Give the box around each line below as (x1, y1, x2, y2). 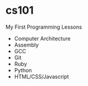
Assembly (14, 41, 39, 48)
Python (14, 66, 32, 73)
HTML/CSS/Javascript (14, 73, 69, 80)
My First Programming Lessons (5, 23, 83, 30)
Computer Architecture (14, 35, 71, 42)
